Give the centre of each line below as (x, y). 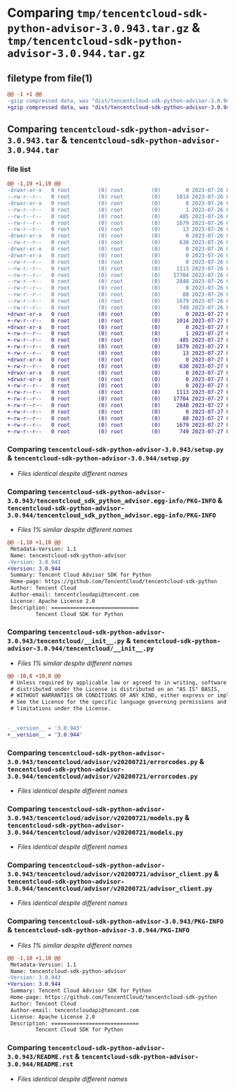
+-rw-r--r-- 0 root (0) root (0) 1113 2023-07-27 (115, 393)
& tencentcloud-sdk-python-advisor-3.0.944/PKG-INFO (99, 930)
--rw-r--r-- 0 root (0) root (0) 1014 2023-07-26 (115, 197)
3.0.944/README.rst (40, 1064)
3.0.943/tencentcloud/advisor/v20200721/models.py (95, 818)
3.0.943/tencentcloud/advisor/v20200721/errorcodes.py (102, 762)
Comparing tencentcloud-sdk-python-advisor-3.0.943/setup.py (115, 449)
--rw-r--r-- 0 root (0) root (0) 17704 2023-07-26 (115, 275)
